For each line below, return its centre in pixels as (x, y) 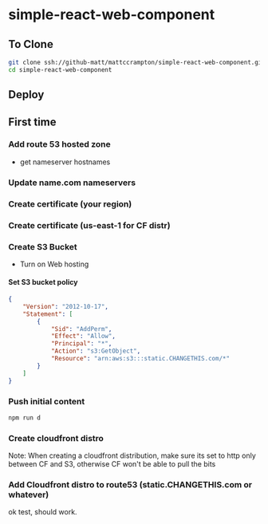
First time (33, 122)
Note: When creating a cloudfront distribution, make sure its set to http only (132, 455)
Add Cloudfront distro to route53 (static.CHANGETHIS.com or (130, 484)
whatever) (29, 494)
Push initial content (47, 401)
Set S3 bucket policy (43, 282)
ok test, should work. (43, 512)
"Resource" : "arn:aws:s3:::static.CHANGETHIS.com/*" (140, 359)
